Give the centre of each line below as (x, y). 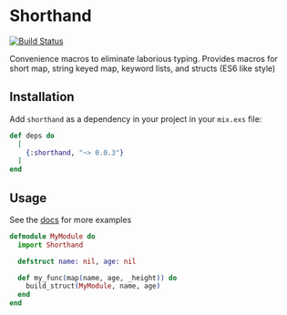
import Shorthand (51, 245)
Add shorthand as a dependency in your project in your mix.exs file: (136, 118)
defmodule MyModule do (52, 236)
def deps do (32, 136)
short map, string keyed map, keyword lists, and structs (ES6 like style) (143, 68)
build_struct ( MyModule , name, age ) (93, 286)
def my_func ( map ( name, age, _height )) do (97, 278)
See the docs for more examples (71, 219)
